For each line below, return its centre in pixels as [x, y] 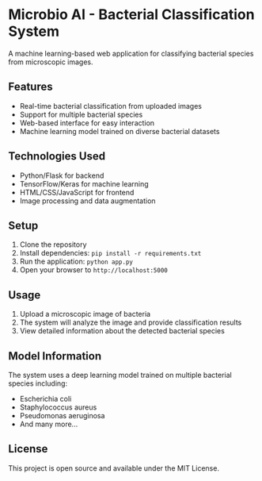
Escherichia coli [46, 399]
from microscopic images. [51, 62]
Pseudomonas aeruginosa [62, 416]
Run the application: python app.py [76, 262]
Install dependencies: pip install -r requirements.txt [110, 253]
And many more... [49, 424]
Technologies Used [57, 156]
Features [30, 87]
